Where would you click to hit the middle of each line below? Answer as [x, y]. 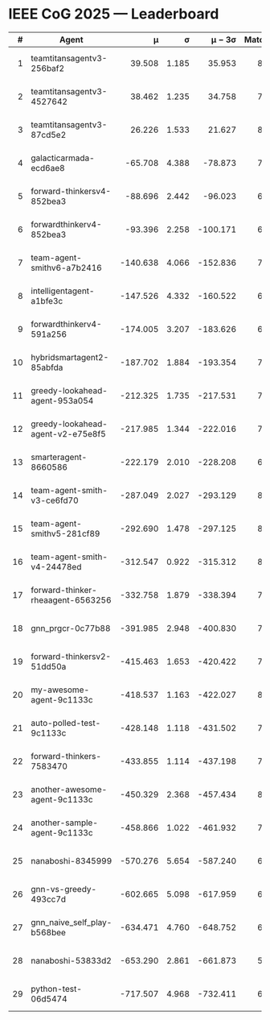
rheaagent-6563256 [71, 599]
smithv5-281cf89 [65, 533]
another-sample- [65, 823]
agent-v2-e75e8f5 [68, 433]
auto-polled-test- [66, 723]
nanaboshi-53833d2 [72, 960]
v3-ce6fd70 [55, 500]
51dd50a [49, 666]
